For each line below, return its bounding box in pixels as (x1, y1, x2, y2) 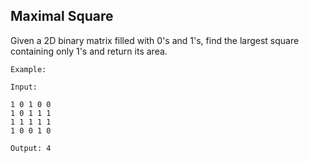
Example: (10, 64, 47, 74)
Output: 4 (10, 143, 52, 153)
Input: (10, 82, 38, 92)
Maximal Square (10, 8, 114, 25)
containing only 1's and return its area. (10, 45, 168, 57)
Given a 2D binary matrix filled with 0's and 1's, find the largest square (10, 34, 300, 46)
